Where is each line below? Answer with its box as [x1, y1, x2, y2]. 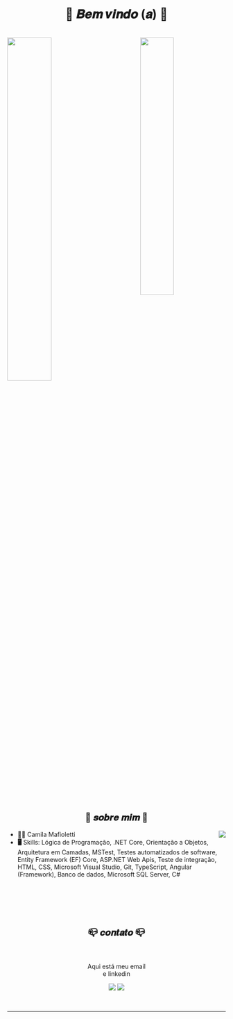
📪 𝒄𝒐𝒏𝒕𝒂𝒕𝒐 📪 [87, 927, 146, 938]
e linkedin [103, 969, 130, 978]
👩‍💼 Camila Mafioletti [17, 830, 76, 838]
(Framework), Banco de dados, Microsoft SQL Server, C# [17, 870, 180, 878]
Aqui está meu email [87, 962, 146, 970]
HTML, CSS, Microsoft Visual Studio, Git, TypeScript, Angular [17, 863, 192, 871]
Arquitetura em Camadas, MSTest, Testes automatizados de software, [17, 847, 218, 856]
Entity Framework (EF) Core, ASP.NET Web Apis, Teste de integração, [17, 855, 217, 863]
